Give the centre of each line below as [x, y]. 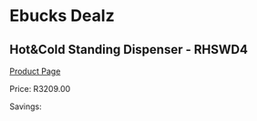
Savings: [26, 106]
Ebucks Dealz [62, 16]
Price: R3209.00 [40, 89]
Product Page [35, 71]
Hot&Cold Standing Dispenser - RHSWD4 [129, 50]
